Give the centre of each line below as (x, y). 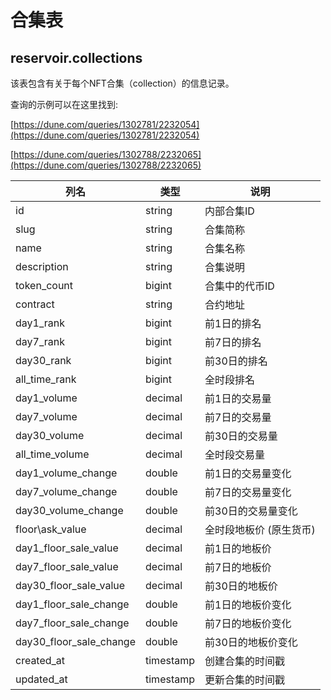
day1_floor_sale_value (67, 548)
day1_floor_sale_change (72, 604)
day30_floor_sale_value (70, 585)
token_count (44, 285)
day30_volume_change (69, 510)
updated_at (41, 679)
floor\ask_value (51, 529)
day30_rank (43, 360)
